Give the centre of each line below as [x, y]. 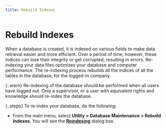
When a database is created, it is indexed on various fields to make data [80, 49]
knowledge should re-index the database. [49, 96]
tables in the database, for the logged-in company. [58, 76]
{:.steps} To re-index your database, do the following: [61, 106]
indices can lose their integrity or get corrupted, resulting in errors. [75, 59]
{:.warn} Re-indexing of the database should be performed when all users [82, 85]
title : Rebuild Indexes [30, 10]
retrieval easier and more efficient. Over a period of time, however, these [81, 54]
